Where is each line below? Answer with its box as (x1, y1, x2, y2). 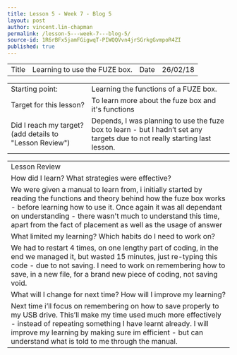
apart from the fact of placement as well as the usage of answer (11, 220, 223, 229)
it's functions (91, 104, 135, 114)
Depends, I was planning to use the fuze (91, 116, 224, 126)
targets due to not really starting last (91, 133, 212, 143)
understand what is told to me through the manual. (11, 337, 178, 346)
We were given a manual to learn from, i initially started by (11, 185, 202, 194)
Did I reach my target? (11, 121, 84, 130)
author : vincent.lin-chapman (7, 23, 93, 30)
